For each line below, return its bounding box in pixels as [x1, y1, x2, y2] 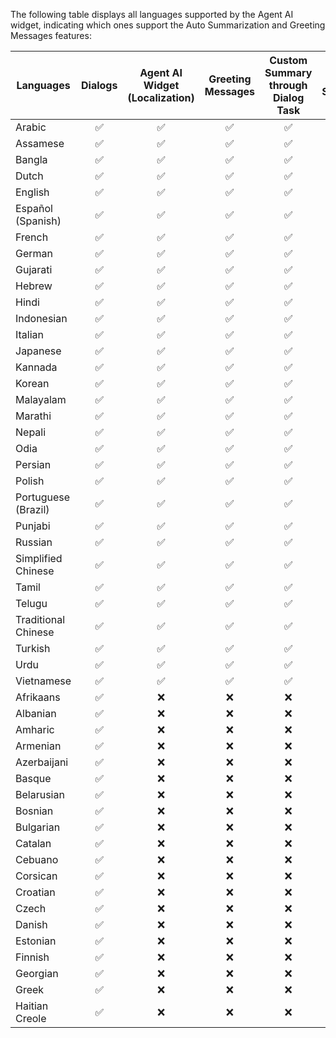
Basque [15, 772, 52, 785]
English [15, 185, 50, 199]
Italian [15, 328, 45, 341]
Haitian [15, 999, 49, 1013]
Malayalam [15, 393, 67, 406]
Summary [264, 66, 313, 79]
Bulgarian [15, 820, 61, 834]
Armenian [15, 739, 62, 753]
